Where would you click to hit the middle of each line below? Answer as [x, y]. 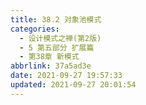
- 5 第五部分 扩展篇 [57, 47]
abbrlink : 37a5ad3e [51, 66]
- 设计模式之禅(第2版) [60, 38]
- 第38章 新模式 [49, 57]
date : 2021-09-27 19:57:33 [66, 76]
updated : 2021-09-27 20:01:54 [73, 85]
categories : [35, 29]
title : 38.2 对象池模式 [56, 19]
